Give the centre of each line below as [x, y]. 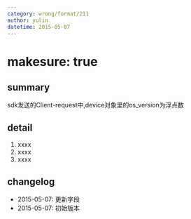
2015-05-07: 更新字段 [49, 199]
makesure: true [52, 61]
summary [29, 87]
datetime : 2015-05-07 [39, 27]
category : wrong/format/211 [48, 14]
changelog [31, 181]
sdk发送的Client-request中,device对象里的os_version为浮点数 [95, 105]
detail [20, 127]
